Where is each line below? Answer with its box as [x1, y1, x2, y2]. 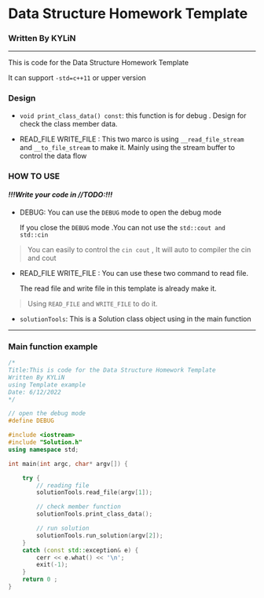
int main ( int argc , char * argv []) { [8, 460, 128, 468]
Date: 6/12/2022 [8, 388, 61, 396]
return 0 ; [22, 575, 58, 584]
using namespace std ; [8, 446, 79, 453]
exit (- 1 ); [36, 561, 68, 569]
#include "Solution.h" [8, 438, 82, 446]
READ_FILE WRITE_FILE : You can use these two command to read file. [19, 268, 249, 277]
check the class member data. [19, 119, 118, 128]
